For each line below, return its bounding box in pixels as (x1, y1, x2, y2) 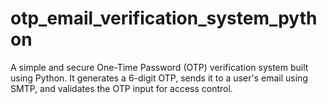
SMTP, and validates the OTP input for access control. (10, 82, 233, 94)
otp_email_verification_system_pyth (10, 7, 318, 30)
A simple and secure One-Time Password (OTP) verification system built (10, 61, 309, 73)
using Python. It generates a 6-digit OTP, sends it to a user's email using (10, 72, 308, 84)
